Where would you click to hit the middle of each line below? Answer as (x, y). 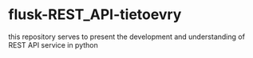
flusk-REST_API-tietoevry (95, 15)
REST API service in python (53, 44)
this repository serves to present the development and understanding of (127, 37)
